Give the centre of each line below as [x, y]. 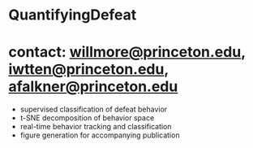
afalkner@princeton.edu [93, 87]
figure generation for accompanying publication [100, 135]
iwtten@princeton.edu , [88, 70]
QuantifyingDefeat [73, 15]
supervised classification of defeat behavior [94, 109]
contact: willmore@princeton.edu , [127, 52]
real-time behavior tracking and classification [96, 127]
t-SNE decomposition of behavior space [87, 118]
